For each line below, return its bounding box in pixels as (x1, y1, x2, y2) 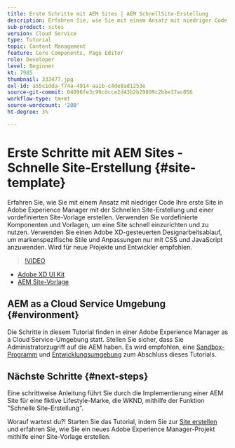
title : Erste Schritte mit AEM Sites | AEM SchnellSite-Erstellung (7, 10, 209, 18)
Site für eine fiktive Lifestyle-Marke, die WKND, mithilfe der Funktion (7, 397, 205, 405)
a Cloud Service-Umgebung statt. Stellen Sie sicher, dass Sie (7, 335, 184, 343)
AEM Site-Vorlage (17, 277, 69, 286)
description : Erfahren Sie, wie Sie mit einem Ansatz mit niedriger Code (7, 17, 228, 24)
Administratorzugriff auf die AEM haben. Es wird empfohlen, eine (7, 343, 195, 351)
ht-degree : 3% (7, 108, 49, 115)
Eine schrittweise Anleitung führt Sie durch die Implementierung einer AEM (7, 389, 224, 397)
